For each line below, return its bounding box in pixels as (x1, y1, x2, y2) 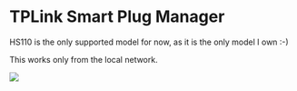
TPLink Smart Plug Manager (9, 6, 225, 27)
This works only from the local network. (9, 54, 158, 65)
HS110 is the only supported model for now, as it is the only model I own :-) (9, 36, 289, 47)
